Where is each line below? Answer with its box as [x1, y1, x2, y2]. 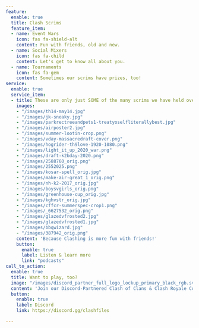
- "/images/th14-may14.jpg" [16, 108, 86, 114]
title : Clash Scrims [11, 20, 62, 26]
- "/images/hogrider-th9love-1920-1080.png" [16, 141, 128, 148]
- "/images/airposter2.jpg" [16, 125, 86, 131]
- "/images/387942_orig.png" [16, 230, 89, 236]
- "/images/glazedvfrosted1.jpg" [16, 219, 99, 225]
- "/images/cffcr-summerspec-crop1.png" [16, 202, 118, 208]
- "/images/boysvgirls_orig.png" [16, 186, 99, 192]
